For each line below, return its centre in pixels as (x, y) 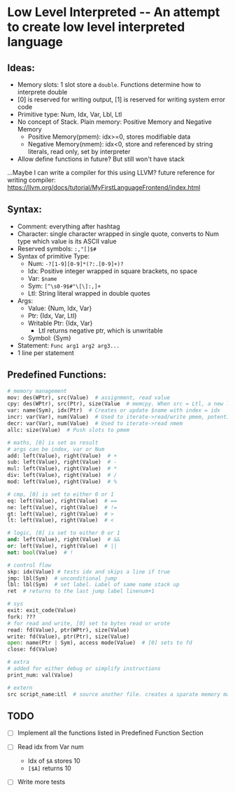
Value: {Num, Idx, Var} (60, 308)
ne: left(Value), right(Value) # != (62, 507)
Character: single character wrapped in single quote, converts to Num (118, 234)
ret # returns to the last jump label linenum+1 (81, 591)
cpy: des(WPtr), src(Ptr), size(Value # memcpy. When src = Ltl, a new (115, 404)
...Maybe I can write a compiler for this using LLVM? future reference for (111, 173)
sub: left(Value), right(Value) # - (62, 462)
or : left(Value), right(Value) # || (62, 546)
